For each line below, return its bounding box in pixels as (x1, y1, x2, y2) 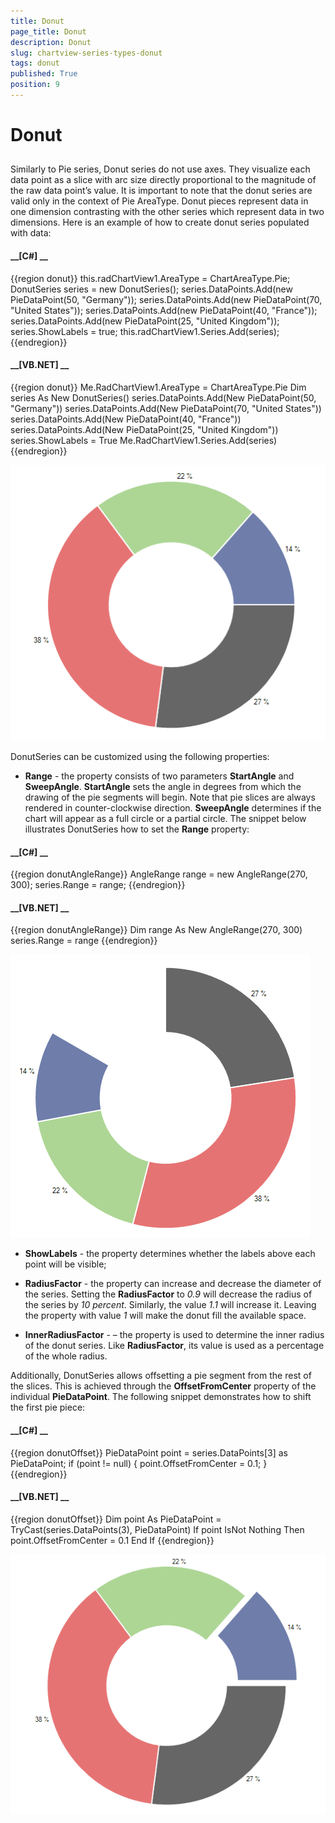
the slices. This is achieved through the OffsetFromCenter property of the (10, 1380, 317, 1392)
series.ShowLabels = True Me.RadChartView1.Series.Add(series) (10, 434, 278, 446)
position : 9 (10, 80, 60, 90)
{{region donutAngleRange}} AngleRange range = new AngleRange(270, (10, 868, 308, 880)
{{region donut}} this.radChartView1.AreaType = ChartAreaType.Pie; (10, 272, 291, 284)
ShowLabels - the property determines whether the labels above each (24, 1248, 316, 1260)
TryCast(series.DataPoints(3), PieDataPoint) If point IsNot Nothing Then (10, 1523, 305, 1535)
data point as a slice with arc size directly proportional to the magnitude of (10, 174, 317, 186)
